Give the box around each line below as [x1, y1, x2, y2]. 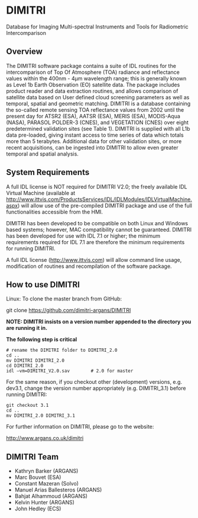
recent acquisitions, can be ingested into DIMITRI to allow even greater [6, 144, 178, 151]
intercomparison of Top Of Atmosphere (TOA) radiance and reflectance [6, 69, 180, 76]
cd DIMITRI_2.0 [6, 363, 44, 369]
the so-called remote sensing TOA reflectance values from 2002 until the [6, 106, 184, 113]
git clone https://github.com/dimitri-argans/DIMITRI [6, 307, 131, 314]
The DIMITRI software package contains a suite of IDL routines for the [6, 62, 176, 69]
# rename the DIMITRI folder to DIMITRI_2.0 [6, 347, 118, 354]
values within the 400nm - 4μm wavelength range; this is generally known [6, 75, 187, 82]
